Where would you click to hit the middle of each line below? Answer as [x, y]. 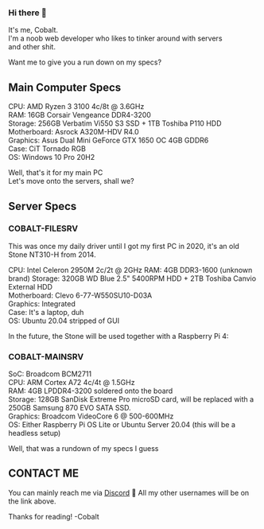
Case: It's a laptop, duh [46, 312]
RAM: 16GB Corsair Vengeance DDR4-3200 [80, 115]
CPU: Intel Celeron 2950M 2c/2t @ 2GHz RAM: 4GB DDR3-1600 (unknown [130, 270]
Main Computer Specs [65, 87]
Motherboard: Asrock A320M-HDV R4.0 [74, 132]
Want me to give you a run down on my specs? [85, 62]
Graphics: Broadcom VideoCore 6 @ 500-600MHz [91, 416]
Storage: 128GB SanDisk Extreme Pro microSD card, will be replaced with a [131, 399]
